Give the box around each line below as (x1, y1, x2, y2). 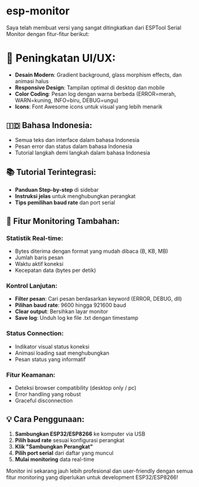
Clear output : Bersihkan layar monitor (14, 308, 109, 315)
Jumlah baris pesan (14, 254, 64, 261)
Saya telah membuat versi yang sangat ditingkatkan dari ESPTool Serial (6, 24, 182, 31)
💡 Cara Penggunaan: (6, 415, 85, 425)
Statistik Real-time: (6, 234, 64, 242)
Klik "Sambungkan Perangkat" (14, 443, 93, 450)
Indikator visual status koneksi (14, 343, 90, 350)
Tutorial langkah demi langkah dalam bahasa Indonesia (14, 149, 151, 156)
